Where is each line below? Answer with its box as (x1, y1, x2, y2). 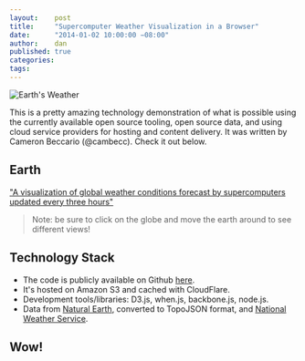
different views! (31, 223, 91, 234)
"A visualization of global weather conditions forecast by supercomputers (9, 186, 286, 197)
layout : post (9, 13, 71, 23)
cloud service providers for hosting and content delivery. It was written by (9, 126, 288, 137)
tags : (9, 65, 30, 74)
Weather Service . (22, 313, 89, 324)
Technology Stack (9, 250, 115, 265)
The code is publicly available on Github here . (22, 274, 195, 285)
